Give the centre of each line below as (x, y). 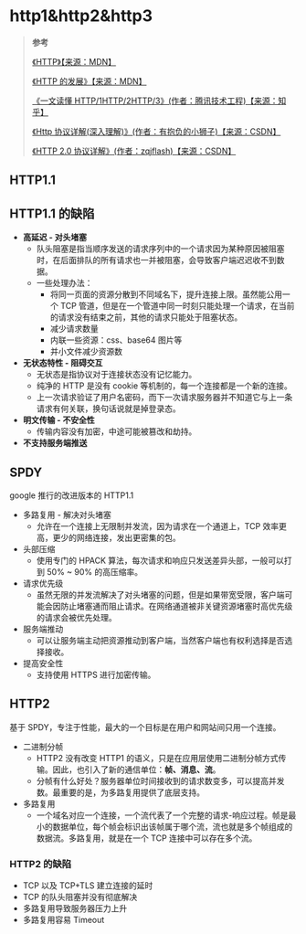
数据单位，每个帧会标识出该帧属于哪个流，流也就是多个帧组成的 (173, 826)
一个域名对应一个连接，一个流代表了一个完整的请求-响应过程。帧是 (163, 815)
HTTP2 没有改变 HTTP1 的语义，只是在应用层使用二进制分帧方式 (157, 758)
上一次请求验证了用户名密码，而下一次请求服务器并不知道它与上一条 (164, 398)
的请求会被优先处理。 (76, 617)
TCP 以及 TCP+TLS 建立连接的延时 (88, 886)
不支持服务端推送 (55, 443)
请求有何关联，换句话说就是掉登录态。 (108, 409)
